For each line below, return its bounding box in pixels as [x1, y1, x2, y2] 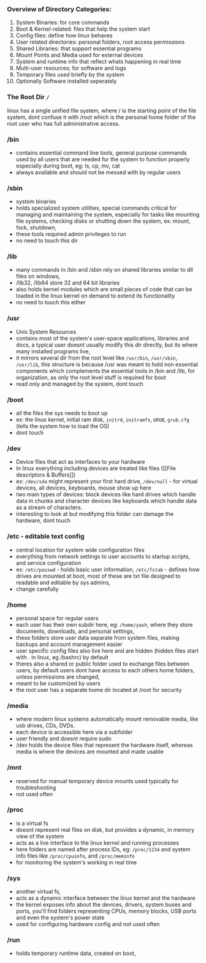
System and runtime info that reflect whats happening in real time [15, 58, 181, 66]
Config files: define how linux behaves [15, 32, 113, 39]
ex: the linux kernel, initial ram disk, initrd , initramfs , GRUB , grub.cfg [15, 416, 189, 423]
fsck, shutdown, [15, 224, 57, 231]
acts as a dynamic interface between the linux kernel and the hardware [15, 894, 196, 902]
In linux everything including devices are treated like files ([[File [15, 465, 177, 472]
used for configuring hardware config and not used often [15, 921, 160, 928]
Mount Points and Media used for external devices [15, 52, 143, 59]
